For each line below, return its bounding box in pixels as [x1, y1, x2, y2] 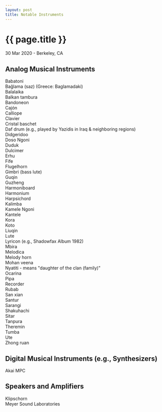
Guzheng [5, 179, 24, 186]
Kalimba [5, 201, 22, 207]
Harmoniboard [5, 185, 35, 191]
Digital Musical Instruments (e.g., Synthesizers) [5, 354, 157, 363]
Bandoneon [5, 99, 29, 106]
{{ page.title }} [5, 34, 67, 45]
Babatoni [5, 78, 24, 84]
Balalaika [5, 89, 24, 95]
